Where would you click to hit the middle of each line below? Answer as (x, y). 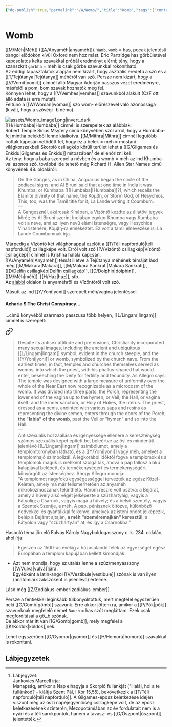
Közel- (153, 479)
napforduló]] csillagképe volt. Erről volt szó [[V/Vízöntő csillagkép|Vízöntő (83, 249)
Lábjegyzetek (27, 658)
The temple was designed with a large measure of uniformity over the (91, 381)
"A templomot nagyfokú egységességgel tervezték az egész (81, 479)
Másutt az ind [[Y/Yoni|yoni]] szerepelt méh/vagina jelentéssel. (72, 292)
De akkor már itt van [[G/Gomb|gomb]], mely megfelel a (64, 621)
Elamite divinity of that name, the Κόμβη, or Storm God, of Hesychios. (91, 196)
